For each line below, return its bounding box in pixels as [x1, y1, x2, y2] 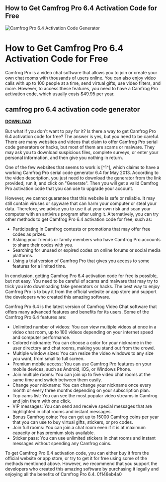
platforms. [12, 252, 34, 258]
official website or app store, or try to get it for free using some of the [5, 455, 148, 461]
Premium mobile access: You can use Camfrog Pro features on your [12, 361, 152, 367]
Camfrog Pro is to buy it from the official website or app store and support [5, 289, 157, 295]
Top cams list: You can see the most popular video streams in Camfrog [12, 392, 158, 398]
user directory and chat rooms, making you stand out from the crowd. [12, 345, 155, 351]
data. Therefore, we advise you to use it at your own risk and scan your [5, 205, 151, 211]
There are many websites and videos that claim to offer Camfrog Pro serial [5, 139, 158, 145]
